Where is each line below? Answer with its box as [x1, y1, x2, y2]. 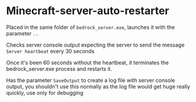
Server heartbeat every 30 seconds [6, 47, 95, 54]
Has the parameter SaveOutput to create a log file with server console [6, 77, 175, 84]
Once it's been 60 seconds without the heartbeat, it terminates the [6, 59, 169, 66]
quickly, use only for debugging [6, 89, 84, 96]
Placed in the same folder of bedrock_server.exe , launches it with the [6, 24, 175, 31]
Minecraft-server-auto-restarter [6, 4, 169, 18]
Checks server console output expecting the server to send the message [6, 41, 185, 48]
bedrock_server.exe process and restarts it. [6, 65, 113, 72]
